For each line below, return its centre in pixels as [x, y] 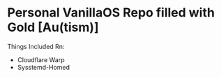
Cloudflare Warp [41, 59]
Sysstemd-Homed [44, 67]
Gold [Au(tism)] [53, 27]
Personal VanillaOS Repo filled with [111, 13]
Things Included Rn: [36, 46]
